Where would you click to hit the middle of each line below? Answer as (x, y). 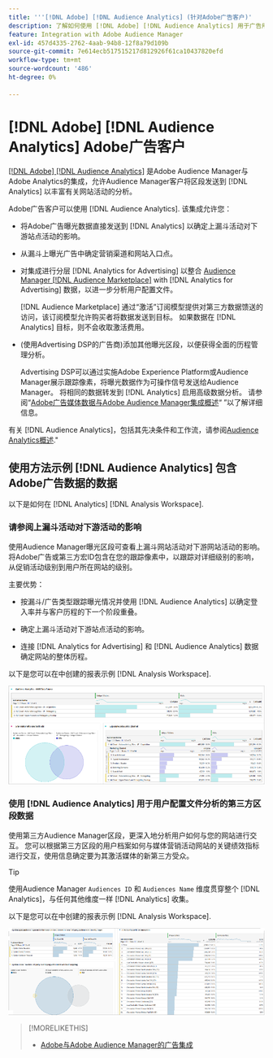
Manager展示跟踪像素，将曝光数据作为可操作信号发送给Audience (129, 381)
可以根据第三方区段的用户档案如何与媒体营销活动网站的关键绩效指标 (145, 845)
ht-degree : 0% (32, 77)
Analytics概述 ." (34, 440)
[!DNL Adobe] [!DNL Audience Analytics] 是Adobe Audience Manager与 (129, 171)
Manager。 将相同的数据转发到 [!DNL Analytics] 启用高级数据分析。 (133, 392)
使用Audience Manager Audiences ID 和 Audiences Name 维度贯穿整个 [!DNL (134, 888)
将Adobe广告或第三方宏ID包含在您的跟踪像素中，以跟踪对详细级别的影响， (133, 556)
